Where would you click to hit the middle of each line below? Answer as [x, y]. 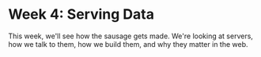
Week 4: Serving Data [81, 14]
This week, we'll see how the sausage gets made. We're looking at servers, [130, 36]
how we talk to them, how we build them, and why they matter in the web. [128, 44]
